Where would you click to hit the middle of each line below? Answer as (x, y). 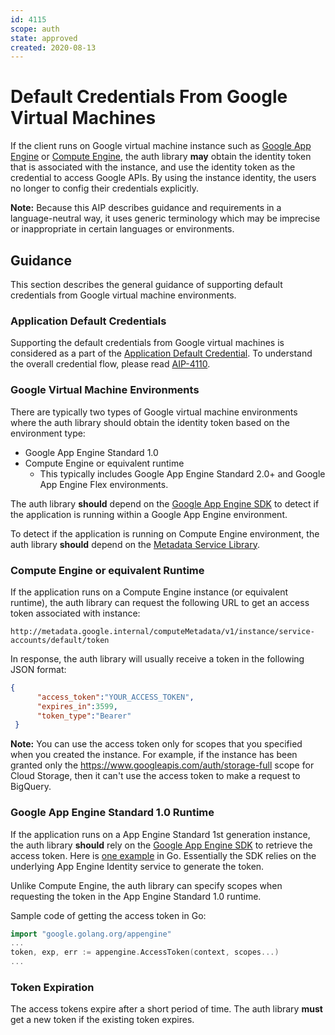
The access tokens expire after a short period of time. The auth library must (166, 1009)
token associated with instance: (75, 613)
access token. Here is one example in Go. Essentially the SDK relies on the (163, 855)
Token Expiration (52, 987)
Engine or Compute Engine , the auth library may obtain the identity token (161, 157)
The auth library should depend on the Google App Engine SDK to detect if (165, 503)
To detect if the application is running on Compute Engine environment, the (165, 533)
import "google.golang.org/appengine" (91, 934)
